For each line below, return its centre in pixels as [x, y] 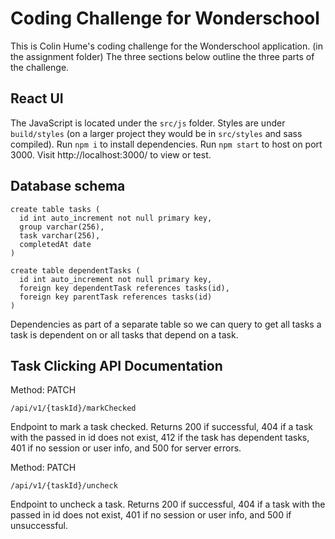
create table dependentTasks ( [75, 270]
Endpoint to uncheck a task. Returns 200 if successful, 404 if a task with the [168, 504]
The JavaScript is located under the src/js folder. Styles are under [148, 123]
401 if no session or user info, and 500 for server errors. [126, 448]
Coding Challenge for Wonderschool [165, 18]
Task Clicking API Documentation [116, 365]
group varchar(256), [62, 227]
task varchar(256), [60, 235]
